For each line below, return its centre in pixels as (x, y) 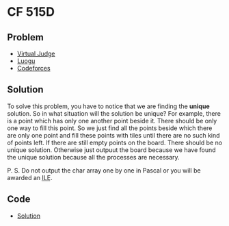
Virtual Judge (36, 53)
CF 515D (31, 12)
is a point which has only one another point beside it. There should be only (112, 121)
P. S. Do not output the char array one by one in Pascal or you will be (104, 170)
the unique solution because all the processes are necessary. (93, 157)
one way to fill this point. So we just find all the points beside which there (110, 128)
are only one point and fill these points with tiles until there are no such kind (113, 135)
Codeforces (33, 68)
